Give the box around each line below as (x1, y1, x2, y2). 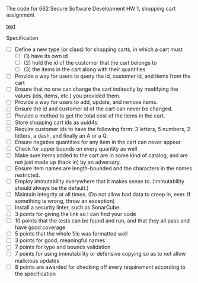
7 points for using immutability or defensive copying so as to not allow (14, 250, 186, 257)
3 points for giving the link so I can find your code (14, 211, 136, 218)
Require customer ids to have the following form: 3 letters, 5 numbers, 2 (14, 125, 191, 132)
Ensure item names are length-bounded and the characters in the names (14, 164, 193, 171)
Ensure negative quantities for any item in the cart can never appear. (14, 138, 183, 145)
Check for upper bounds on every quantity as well (14, 145, 138, 152)
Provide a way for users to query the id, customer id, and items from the (14, 72, 191, 80)
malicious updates (14, 257, 60, 264)
